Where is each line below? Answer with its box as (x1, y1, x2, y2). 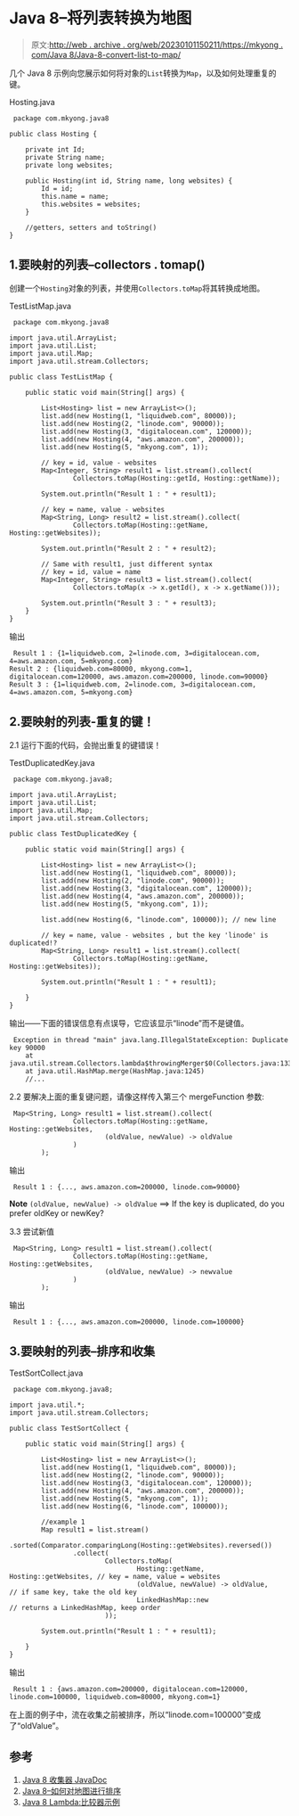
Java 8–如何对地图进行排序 (21, 1786, 122, 1796)
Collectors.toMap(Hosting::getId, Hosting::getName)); (72, 473, 280, 482)
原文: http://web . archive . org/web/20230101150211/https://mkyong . (30, 39, 283, 50)
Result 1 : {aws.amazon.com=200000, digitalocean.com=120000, (12, 1685, 249, 1694)
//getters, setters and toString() (25, 223, 158, 232)
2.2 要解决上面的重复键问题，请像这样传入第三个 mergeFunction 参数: (9, 1091, 265, 1102)
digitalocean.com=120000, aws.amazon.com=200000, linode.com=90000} (9, 672, 269, 681)
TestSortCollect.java (9, 1368, 84, 1378)
